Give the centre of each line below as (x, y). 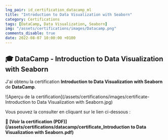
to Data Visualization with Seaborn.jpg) (72, 102)
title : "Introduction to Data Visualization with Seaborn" (69, 15)
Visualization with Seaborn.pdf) (39, 132)
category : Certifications (32, 19)
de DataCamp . (21, 87)
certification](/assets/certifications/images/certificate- (93, 97)
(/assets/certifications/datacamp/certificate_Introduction (68, 127)
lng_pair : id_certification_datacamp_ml (49, 10)
